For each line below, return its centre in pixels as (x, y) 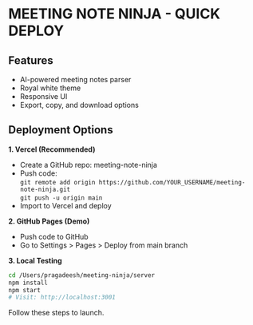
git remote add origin (57, 182)
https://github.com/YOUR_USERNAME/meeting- (172, 182)
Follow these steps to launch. (56, 313)
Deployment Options (61, 130)
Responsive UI (43, 96)
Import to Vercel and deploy (65, 205)
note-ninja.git (45, 189)
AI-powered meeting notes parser (75, 79)
